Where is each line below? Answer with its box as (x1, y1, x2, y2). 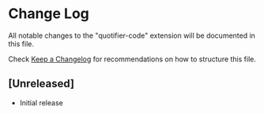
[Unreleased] (8, 77, 75, 90)
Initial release (19, 97, 63, 107)
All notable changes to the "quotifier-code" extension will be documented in (8, 31, 255, 40)
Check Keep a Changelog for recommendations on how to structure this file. (8, 54, 257, 64)
